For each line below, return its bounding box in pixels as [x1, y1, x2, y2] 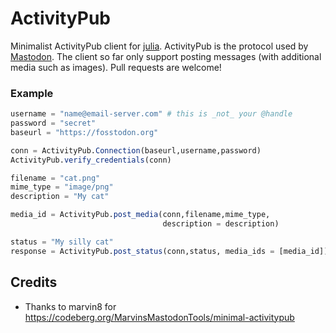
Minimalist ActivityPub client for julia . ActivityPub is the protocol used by [10, 40, 309, 52]
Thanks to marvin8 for [24, 300, 117, 312]
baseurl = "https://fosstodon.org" [10, 127, 159, 137]
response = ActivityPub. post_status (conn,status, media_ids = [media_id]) [10, 246, 329, 256]
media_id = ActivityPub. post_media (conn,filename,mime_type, [10, 210, 271, 220]
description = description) [162, 219, 280, 229]
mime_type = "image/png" [10, 182, 114, 192]
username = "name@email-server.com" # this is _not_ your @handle [10, 109, 293, 119]
